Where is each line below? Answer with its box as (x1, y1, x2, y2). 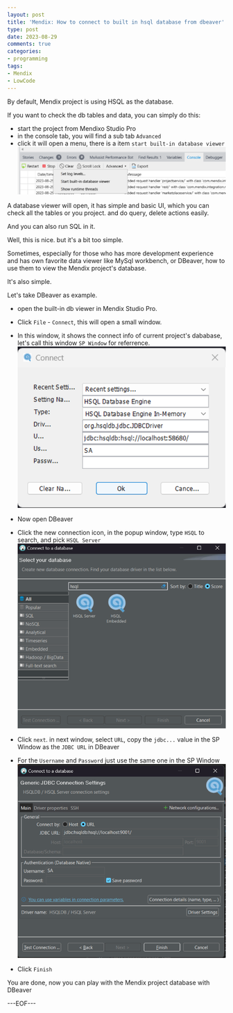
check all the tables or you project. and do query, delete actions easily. (7, 209, 209, 217)
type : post (7, 26, 39, 33)
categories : (7, 48, 42, 55)
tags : (7, 63, 23, 70)
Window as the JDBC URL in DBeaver (17, 742, 120, 751)
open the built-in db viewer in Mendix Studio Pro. (17, 305, 157, 313)
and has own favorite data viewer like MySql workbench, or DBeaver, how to (7, 257, 225, 265)
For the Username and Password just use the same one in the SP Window (17, 756, 220, 765)
